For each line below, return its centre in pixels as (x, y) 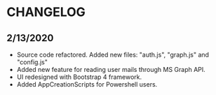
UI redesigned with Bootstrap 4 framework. (79, 77)
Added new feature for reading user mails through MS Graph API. (111, 70)
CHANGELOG (46, 12)
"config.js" (32, 62)
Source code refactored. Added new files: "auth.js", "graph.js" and (113, 54)
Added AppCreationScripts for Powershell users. (87, 84)
